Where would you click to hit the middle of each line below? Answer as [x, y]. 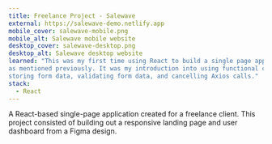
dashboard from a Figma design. [63, 131]
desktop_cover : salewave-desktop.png [72, 46]
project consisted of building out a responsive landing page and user [123, 123]
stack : [19, 83]
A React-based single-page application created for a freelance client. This [132, 114]
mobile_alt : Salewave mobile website [72, 38]
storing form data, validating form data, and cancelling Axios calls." [134, 76]
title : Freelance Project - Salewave [72, 16]
